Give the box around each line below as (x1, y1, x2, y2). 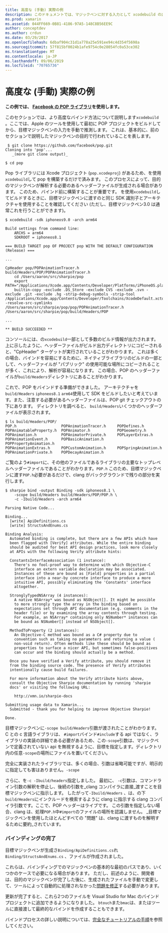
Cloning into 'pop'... (5, 147, 52, 152)
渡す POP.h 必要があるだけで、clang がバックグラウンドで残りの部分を (13, 472, 156, 478)
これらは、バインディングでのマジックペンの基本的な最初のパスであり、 (5, 864, 154, 870)
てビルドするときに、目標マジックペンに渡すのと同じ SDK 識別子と (5, 195, 143, 201)
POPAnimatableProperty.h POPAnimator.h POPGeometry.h (5, 428, 146, 433)
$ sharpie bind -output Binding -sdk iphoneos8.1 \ (5, 488, 115, 493)
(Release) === (5, 248, 35, 253)
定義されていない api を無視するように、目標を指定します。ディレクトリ (13, 743, 162, 750)
